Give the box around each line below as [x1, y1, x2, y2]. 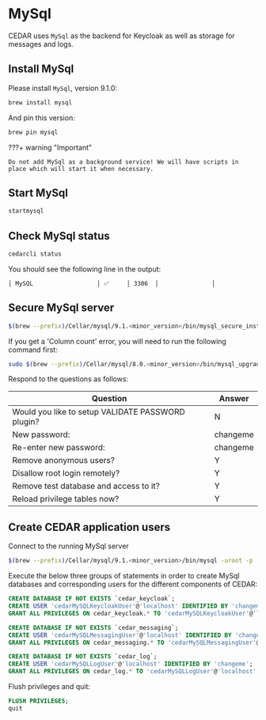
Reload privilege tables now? [12, 494, 120, 505]
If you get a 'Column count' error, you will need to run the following [8, 336, 227, 346]
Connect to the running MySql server [8, 541, 129, 551]
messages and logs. [8, 39, 74, 48]
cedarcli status [8, 250, 62, 258]
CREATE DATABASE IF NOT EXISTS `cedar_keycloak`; [8, 595, 176, 603]
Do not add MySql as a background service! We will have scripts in [8, 157, 239, 166]
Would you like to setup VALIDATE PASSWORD [12, 407, 186, 418]
